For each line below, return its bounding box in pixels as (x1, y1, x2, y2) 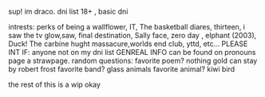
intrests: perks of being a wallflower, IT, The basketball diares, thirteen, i (8, 22, 246, 31)
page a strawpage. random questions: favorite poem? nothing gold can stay (8, 56, 258, 65)
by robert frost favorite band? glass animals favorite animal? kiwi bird (8, 64, 235, 74)
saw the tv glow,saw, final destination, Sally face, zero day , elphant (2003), (8, 31, 257, 40)
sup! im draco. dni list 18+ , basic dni (8, 7, 129, 16)
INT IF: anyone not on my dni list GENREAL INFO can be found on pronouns (8, 48, 256, 56)
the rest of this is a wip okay (8, 80, 101, 89)
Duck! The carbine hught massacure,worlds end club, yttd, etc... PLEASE (8, 39, 248, 48)
